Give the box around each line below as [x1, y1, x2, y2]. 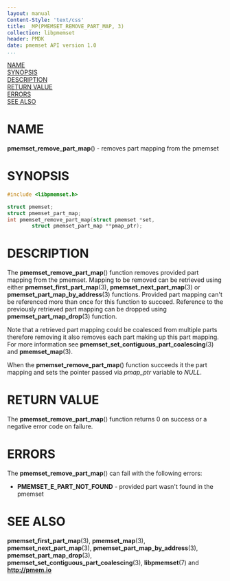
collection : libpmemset [7, 29, 76, 36]
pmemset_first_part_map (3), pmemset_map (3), [7, 537, 146, 545]
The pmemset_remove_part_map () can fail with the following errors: [7, 469, 203, 478]
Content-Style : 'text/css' [7, 17, 84, 23]
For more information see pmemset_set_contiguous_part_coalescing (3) [7, 340, 214, 349]
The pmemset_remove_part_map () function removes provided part [7, 269, 199, 277]
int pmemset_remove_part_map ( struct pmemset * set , [7, 216, 155, 223]
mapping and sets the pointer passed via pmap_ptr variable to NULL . [7, 369, 203, 377]
